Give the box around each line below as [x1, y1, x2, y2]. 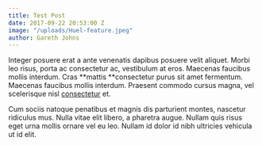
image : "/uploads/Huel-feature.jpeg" [8, 26, 133, 34]
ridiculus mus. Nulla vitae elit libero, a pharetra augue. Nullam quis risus [8, 113, 243, 123]
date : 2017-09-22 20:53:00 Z [8, 19, 105, 27]
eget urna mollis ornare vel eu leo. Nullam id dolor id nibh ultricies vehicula [8, 121, 252, 131]
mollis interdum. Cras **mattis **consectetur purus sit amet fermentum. [8, 72, 244, 82]
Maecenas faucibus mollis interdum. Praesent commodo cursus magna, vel [8, 81, 254, 90]
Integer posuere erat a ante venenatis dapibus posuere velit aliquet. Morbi [8, 55, 250, 65]
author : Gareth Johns [8, 33, 80, 42]
